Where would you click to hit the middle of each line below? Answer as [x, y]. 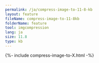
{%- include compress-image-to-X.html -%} [49, 55]
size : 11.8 [16, 37]
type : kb [14, 42]
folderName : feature [26, 23]
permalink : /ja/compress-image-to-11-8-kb [49, 10]
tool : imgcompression [27, 28]
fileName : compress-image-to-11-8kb [42, 19]
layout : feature [21, 14]
